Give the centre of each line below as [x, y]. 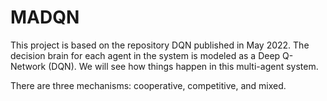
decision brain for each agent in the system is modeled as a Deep [145, 55]
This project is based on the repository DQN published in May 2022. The [160, 45]
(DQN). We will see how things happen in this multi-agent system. [183, 66]
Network [28, 66]
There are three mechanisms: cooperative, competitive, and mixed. [148, 85]
